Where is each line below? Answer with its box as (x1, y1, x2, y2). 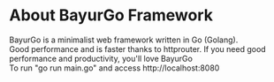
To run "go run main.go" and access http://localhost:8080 (9, 63, 220, 73)
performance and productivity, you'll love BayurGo (9, 53, 193, 63)
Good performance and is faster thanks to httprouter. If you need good (9, 43, 267, 54)
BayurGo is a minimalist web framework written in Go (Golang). (9, 34, 239, 45)
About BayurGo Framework (9, 5, 214, 26)
